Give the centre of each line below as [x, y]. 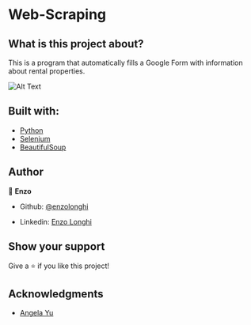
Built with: [34, 111]
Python [31, 130]
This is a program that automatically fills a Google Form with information [125, 62]
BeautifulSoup [43, 147]
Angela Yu [36, 313]
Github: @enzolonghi [54, 206]
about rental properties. [47, 71]
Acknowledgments [56, 294]
